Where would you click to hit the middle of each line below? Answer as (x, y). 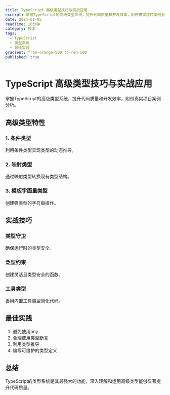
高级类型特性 (25, 122)
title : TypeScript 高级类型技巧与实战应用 (46, 10)
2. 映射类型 (19, 164)
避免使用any (25, 331)
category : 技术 (20, 29)
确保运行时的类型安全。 (30, 248)
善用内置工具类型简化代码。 (34, 301)
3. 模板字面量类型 (27, 191)
